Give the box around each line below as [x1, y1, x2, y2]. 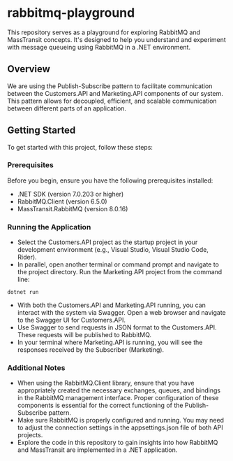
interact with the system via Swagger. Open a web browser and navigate [17, 308, 226, 317]
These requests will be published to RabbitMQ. [17, 331, 152, 339]
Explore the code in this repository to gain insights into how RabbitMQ [17, 439, 218, 447]
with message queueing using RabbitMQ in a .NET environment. [7, 43, 190, 51]
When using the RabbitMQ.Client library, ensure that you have [17, 379, 195, 388]
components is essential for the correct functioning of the [17, 401, 183, 410]
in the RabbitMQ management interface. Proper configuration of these [17, 394, 219, 402]
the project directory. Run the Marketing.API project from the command [17, 268, 223, 276]
